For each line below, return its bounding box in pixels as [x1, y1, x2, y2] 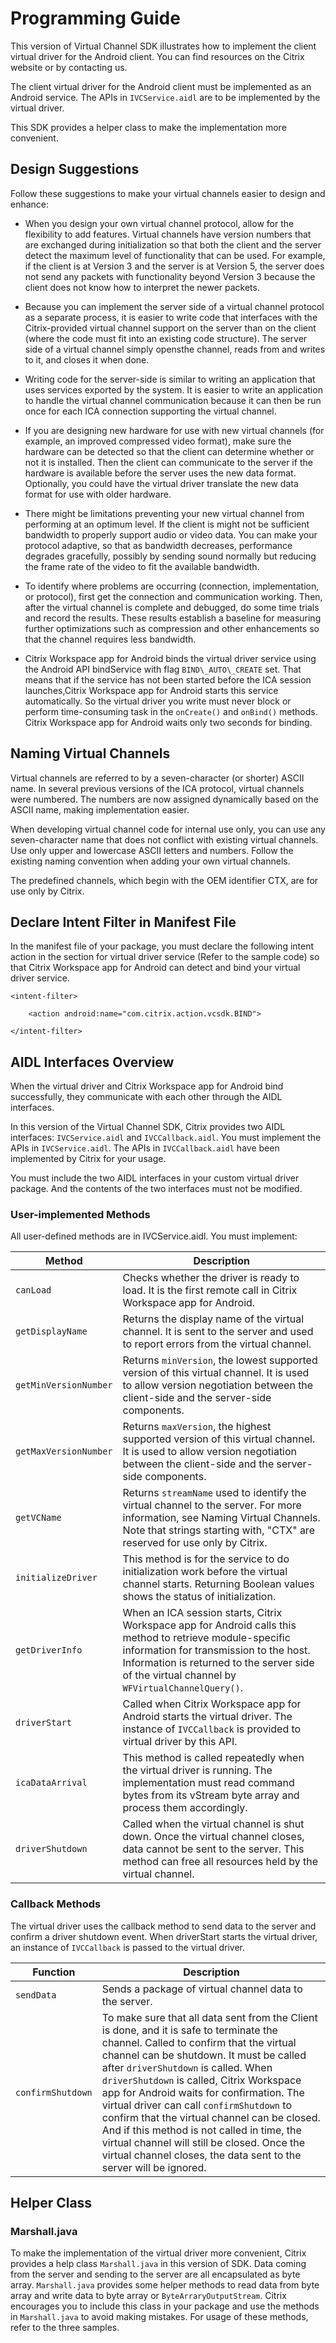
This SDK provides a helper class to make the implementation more [10, 121, 287, 133]
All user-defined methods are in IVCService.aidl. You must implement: [10, 1230, 298, 1242]
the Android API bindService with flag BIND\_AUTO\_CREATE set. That [24, 663, 302, 675]
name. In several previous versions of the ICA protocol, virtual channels [10, 782, 305, 794]
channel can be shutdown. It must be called [101, 2048, 307, 2062]
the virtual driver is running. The [122, 1763, 273, 1777]
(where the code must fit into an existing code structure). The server [24, 332, 308, 344]
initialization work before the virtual [122, 1565, 288, 1579]
